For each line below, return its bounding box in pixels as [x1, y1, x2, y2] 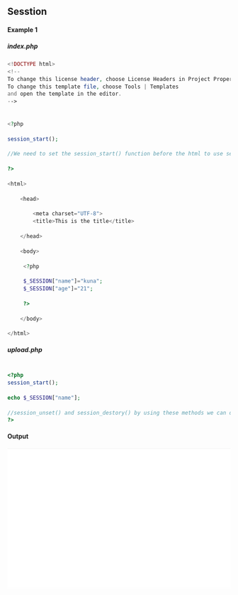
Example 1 [7, 25, 38, 34]
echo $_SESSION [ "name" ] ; [7, 394, 81, 401]
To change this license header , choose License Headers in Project [7, 75, 211, 82]
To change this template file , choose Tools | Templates [7, 83, 179, 90]
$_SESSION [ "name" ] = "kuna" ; [23, 278, 103, 285]
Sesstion [7, 6, 47, 18]
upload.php [7, 345, 42, 354]
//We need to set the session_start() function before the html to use [7, 151, 223, 158]
